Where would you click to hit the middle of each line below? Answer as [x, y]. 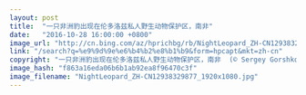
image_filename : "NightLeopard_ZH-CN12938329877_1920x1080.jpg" [134, 77]
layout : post [34, 18]
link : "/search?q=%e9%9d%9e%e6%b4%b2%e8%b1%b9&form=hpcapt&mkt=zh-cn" [146, 52]
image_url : [30, 43]
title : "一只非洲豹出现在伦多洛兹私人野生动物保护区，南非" [111, 26]
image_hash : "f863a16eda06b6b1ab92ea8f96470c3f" [103, 69]
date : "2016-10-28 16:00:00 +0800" [81, 34]
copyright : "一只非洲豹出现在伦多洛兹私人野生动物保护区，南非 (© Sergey [138, 60]
